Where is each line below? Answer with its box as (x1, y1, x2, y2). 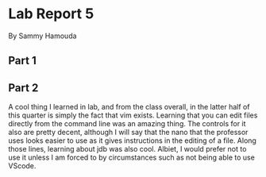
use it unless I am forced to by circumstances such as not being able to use (8, 152, 256, 163)
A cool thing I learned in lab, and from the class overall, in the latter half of (8, 102, 250, 112)
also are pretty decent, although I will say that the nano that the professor (8, 128, 249, 137)
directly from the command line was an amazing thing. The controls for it (8, 119, 246, 129)
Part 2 (8, 81, 39, 94)
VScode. (8, 161, 37, 171)
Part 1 (8, 54, 37, 67)
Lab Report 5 (8, 5, 94, 23)
